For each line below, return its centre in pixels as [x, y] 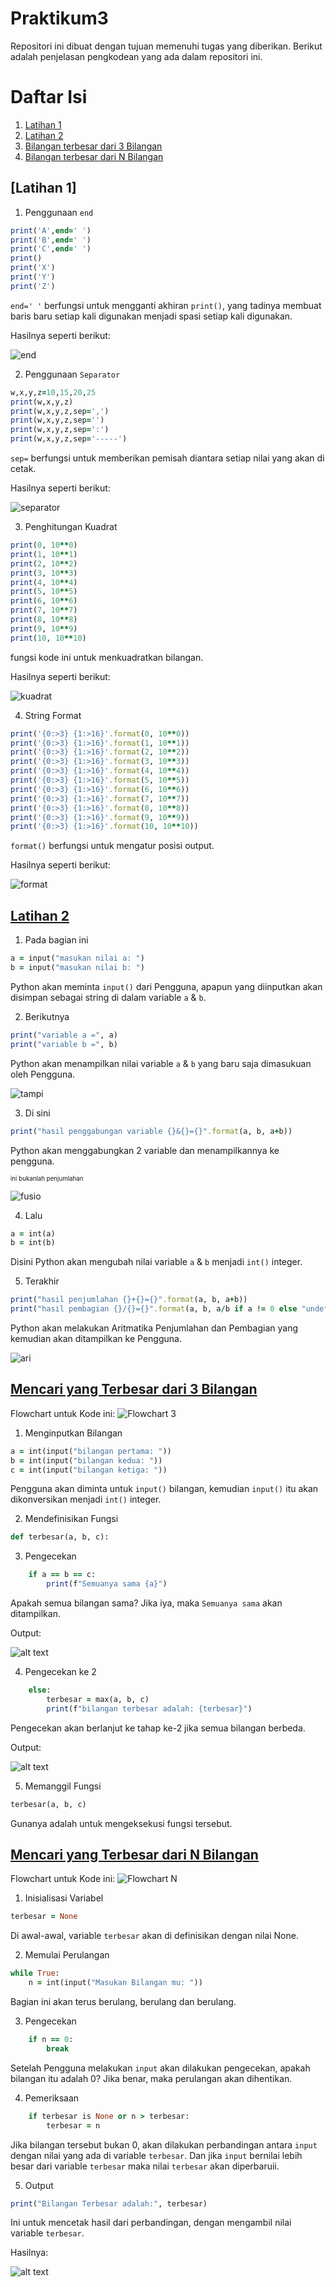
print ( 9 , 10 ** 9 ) [44, 628]
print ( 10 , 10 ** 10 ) [48, 638]
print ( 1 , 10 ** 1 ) [44, 554]
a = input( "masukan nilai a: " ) [77, 958]
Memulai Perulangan [67, 1955]
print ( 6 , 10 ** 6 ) [44, 601]
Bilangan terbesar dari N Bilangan [94, 156]
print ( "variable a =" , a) [64, 1035]
